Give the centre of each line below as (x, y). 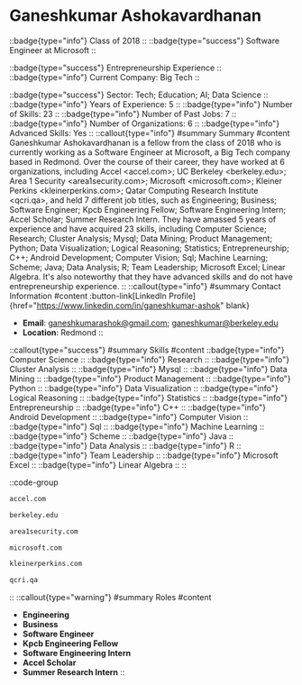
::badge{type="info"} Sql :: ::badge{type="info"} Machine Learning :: (137, 426)
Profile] (182, 296)
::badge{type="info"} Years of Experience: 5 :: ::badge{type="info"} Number (151, 104)
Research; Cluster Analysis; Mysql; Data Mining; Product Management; (141, 238)
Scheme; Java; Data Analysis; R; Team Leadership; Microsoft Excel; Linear (147, 267)
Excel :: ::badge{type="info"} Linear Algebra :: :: (98, 464)
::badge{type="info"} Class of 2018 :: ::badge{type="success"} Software (145, 41)
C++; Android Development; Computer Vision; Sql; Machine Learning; (139, 257)
